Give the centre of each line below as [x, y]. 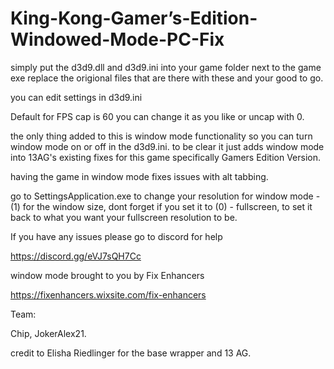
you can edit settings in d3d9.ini [76, 97]
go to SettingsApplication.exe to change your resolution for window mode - [165, 196]
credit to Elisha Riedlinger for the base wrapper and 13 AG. [131, 353]
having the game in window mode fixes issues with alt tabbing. [139, 176]
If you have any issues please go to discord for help [116, 236]
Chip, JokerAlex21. [48, 333]
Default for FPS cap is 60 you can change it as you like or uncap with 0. [157, 116]
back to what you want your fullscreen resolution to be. [124, 217]
